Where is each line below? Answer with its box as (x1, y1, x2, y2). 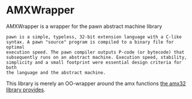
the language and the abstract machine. (6, 69, 107, 76)
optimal (6, 44, 25, 50)
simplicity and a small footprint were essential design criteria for (6, 59, 182, 65)
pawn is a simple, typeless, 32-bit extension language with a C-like (6, 34, 182, 40)
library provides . (6, 86, 46, 93)
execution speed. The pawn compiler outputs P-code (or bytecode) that (6, 49, 184, 55)
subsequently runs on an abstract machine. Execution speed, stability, (6, 54, 187, 60)
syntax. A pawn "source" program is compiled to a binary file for (6, 39, 174, 45)
